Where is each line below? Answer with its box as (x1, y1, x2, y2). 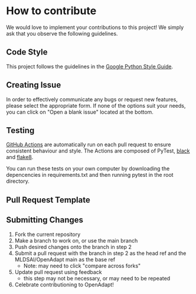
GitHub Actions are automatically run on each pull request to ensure (6, 141, 171, 148)
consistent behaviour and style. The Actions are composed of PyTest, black (6, 147, 190, 154)
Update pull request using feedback (14, 268, 102, 276)
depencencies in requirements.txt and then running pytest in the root (6, 172, 174, 179)
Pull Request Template (6, 195, 90, 205)
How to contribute (6, 4, 97, 18)
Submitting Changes (6, 215, 84, 225)
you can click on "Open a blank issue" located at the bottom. (6, 108, 153, 115)
